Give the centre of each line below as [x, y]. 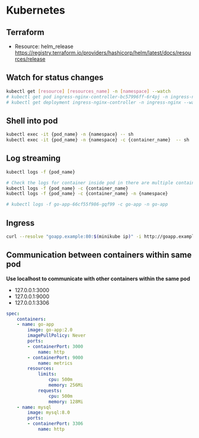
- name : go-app [36, 324]
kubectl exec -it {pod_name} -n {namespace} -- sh [70, 135]
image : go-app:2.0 [50, 330]
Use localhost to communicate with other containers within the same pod [98, 279]
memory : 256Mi [66, 385]
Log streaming [33, 159]
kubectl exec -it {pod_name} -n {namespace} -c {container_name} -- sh [98, 140]
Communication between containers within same [99, 255]
